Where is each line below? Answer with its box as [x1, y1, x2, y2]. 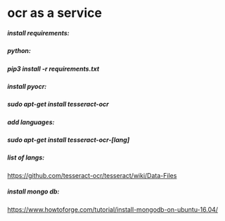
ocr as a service [7, 5, 102, 21]
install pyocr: [7, 82, 47, 90]
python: [7, 47, 32, 55]
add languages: [7, 118, 55, 126]
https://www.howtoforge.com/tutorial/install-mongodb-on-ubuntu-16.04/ [7, 205, 219, 213]
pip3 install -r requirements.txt [7, 64, 100, 73]
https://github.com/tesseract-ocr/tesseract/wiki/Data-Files [7, 171, 177, 179]
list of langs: [7, 153, 45, 162]
